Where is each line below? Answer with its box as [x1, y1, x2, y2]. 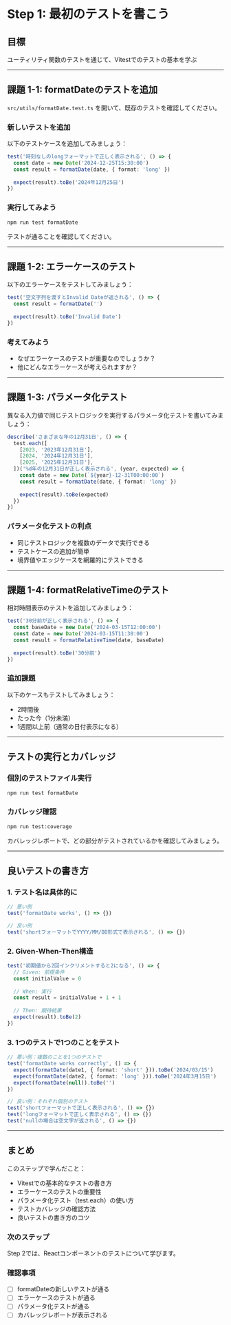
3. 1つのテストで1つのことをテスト [7, 1038, 120, 1047]
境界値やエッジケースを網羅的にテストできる [16, 555, 144, 564]
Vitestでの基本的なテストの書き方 [16, 1179, 112, 1187]
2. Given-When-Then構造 [7, 946, 93, 956]
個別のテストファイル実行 [7, 773, 92, 783]
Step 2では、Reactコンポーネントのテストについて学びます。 [7, 1249, 180, 1257]
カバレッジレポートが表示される [16, 1311, 108, 1319]
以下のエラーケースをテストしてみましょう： [7, 280, 133, 289]
